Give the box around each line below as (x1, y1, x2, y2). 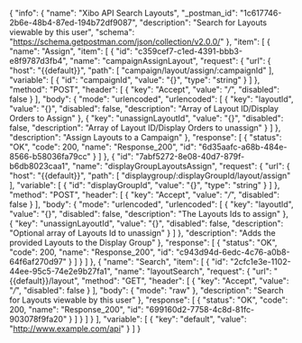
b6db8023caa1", (9, 161, 70, 171)
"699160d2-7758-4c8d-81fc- (145, 304, 255, 314)
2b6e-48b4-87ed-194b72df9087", (9, 17, 138, 28)
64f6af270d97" (9, 257, 68, 266)
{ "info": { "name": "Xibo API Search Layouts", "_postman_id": (9, 8, 238, 18)
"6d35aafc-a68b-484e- (197, 141, 288, 152)
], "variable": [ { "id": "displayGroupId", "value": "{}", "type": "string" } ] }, (9, 180, 280, 190)
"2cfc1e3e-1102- (229, 257, 291, 266)
